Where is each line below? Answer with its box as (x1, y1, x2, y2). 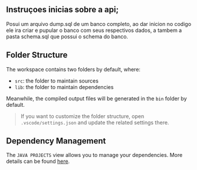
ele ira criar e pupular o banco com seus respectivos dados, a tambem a (6, 27, 182, 34)
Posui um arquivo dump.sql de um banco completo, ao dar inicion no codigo (6, 20, 192, 27)
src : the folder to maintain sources (14, 77, 99, 84)
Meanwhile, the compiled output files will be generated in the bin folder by (6, 94, 187, 102)
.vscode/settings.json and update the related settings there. (20, 119, 169, 126)
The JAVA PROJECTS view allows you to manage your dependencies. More (6, 152, 183, 159)
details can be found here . (6, 158, 70, 165)
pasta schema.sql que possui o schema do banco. (6, 32, 129, 40)
